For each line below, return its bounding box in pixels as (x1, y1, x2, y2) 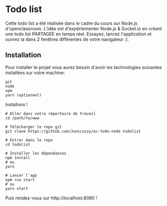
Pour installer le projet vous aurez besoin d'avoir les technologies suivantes (5, 64, 162, 70)
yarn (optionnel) (5, 92, 42, 98)
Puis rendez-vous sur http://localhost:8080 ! (5, 195, 97, 201)
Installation (5, 51, 41, 59)
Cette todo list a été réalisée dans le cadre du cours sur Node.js (5, 20, 138, 26)
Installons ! (5, 101, 28, 107)
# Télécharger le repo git (5, 124, 62, 129)
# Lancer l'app (5, 173, 37, 178)
